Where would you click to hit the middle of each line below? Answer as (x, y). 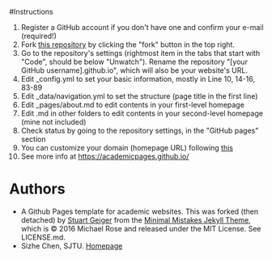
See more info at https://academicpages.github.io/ (105, 156)
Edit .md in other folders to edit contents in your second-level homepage (142, 113)
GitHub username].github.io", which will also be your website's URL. (134, 70)
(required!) (39, 36)
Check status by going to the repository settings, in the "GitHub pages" (140, 130)
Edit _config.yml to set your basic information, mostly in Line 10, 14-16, (138, 79)
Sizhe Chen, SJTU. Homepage (72, 245)
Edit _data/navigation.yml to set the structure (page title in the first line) (139, 96)
